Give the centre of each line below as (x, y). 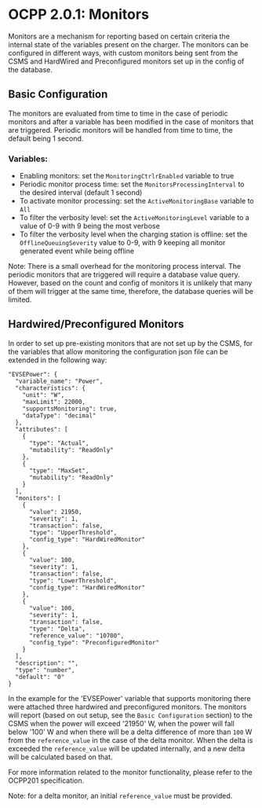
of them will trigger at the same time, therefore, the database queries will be (131, 292)
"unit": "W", (44, 395)
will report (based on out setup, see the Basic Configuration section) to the (130, 715)
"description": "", (47, 663)
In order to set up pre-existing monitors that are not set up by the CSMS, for (131, 343)
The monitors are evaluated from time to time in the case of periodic (118, 113)
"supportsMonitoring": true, (70, 409)
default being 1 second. (46, 138)
